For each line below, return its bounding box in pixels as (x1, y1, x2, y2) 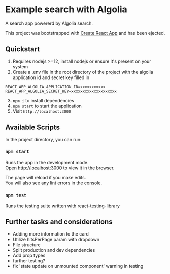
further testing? (12, 257, 45, 264)
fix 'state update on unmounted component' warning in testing (12, 263, 144, 269)
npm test (5, 192, 27, 198)
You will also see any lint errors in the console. (5, 180, 103, 186)
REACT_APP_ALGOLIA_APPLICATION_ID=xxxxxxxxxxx (5, 84, 106, 89)
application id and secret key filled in (12, 74, 90, 81)
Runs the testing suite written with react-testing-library (5, 203, 120, 209)
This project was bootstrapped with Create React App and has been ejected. (5, 30, 165, 36)
